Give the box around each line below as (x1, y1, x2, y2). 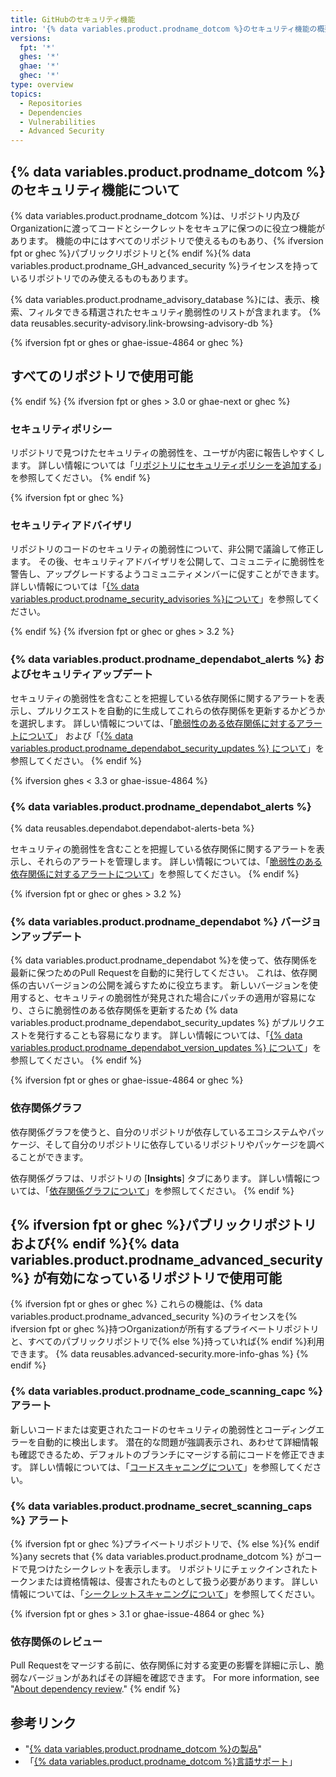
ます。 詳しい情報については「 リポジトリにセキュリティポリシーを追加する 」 (10, 459, 323, 471)
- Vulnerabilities (19, 117, 97, 127)
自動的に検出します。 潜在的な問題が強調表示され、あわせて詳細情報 (36, 1436, 319, 1448)
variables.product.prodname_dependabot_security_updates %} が (10, 1017, 282, 1029)
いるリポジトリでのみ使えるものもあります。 (10, 272, 194, 284)
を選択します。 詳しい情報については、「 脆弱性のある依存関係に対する (10, 717, 297, 729)
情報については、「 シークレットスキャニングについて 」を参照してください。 (10, 1587, 321, 1600)
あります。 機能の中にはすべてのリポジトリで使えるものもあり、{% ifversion (10, 234, 324, 246)
